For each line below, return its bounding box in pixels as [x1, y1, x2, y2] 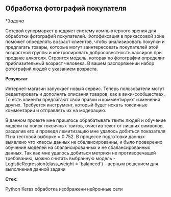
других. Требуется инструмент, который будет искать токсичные [5, 102, 148, 108]
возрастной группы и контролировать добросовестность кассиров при [5, 49, 162, 55]
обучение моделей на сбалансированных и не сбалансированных [5, 144, 151, 150]
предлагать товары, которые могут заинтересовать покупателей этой [5, 43, 159, 50]
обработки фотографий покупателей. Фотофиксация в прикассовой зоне [5, 33, 165, 39]
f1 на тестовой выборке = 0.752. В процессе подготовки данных [5, 133, 145, 140]
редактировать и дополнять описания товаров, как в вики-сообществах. [5, 91, 165, 97]
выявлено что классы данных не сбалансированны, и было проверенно [5, 139, 163, 145]
